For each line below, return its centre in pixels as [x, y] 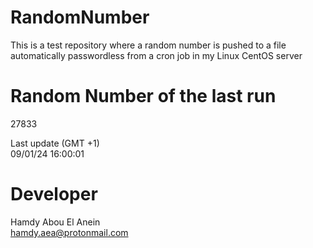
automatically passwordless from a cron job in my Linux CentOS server [156, 55]
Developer [54, 194]
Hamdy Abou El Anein [55, 222]
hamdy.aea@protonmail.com [69, 232]
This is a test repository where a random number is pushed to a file [148, 45]
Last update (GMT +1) [55, 143]
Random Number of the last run [143, 96]
